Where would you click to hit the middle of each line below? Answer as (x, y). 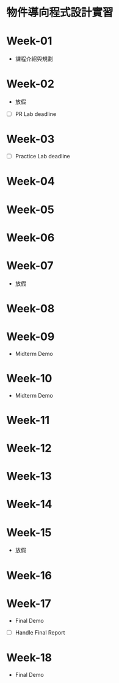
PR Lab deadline (36, 114)
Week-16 (29, 575)
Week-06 (31, 237)
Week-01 (29, 41)
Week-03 (31, 139)
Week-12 (29, 448)
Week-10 (29, 378)
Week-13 (29, 477)
